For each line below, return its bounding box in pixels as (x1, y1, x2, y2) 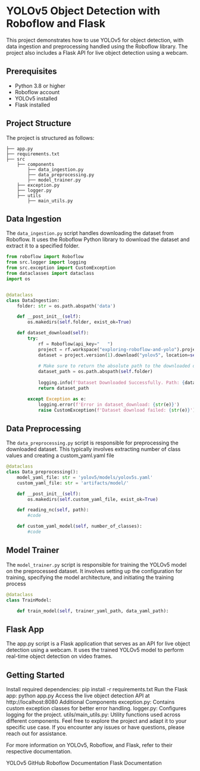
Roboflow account (14, 88, 60, 96)
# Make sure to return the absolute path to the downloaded (37, 363, 190, 369)
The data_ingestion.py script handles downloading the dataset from (6, 230, 174, 237)
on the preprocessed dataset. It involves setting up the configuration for (6, 567, 183, 575)
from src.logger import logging (6, 259, 86, 265)
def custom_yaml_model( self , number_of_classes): (17, 524, 143, 529)
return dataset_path (37, 385, 89, 391)
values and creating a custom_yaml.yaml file (6, 452, 114, 459)
